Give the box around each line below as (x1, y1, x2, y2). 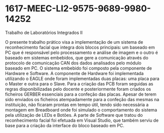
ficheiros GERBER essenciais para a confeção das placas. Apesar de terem (5, 91, 157, 97)
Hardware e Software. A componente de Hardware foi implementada (5, 70, 144, 76)
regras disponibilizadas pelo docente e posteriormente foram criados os (5, 86, 151, 92)
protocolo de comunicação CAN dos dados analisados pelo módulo (5, 60, 141, 66)
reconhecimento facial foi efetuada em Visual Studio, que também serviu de (5, 117, 159, 123)
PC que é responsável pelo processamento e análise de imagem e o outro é (5, 50, 158, 55)
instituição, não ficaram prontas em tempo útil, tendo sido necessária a (5, 102, 149, 107)
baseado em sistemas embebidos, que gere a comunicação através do (5, 54, 149, 60)
